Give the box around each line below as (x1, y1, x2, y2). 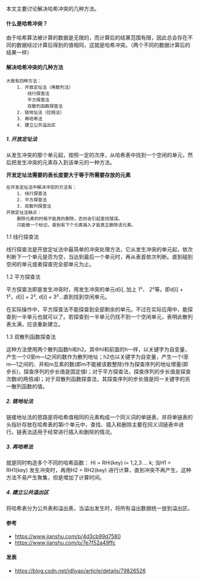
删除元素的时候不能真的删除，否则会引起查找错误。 (17, 216, 123, 222)
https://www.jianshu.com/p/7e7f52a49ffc (14, 539, 116, 546)
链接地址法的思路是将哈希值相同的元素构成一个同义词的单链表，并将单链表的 (6, 414, 193, 421)
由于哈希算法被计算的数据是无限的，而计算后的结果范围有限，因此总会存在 (6, 34, 188, 41)
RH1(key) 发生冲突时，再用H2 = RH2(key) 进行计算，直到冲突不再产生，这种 (6, 467, 191, 474)
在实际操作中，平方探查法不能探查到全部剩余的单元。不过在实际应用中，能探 (6, 306, 193, 313)
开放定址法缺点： (6, 210, 42, 216)
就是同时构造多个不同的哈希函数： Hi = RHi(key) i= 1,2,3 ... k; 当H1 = (6, 459, 172, 466)
